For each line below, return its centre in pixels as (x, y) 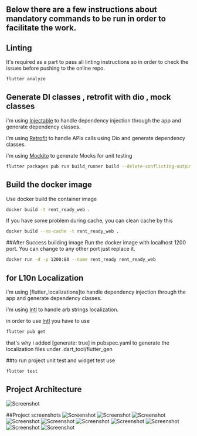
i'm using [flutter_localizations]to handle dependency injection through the (96, 292)
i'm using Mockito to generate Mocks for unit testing (69, 155)
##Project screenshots (34, 415)
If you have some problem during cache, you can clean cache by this (89, 221)
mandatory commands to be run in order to (86, 19)
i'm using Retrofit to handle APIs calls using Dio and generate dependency (96, 138)
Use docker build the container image (52, 199)
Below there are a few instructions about (81, 10)
